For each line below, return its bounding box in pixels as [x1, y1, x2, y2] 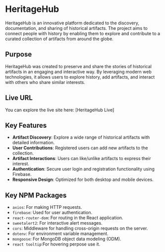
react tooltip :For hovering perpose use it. [12, 241, 101, 247]
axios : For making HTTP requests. [12, 204, 82, 210]
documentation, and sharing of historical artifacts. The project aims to [5, 25, 148, 31]
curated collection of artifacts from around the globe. [5, 36, 114, 42]
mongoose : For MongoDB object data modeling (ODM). [12, 236, 121, 242]
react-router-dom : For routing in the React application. [12, 215, 123, 221]
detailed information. [12, 140, 55, 146]
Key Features [5, 121, 47, 130]
